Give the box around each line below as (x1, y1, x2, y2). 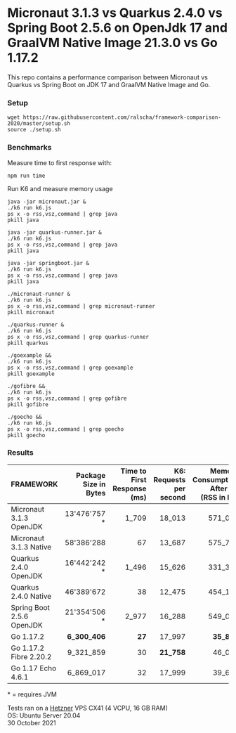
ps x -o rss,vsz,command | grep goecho (7, 425, 124, 433)
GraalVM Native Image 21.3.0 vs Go (7, 35, 218, 51)
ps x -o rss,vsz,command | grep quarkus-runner (7, 333, 150, 340)
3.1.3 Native (11, 542, 52, 552)
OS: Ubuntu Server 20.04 (7, 711, 81, 720)
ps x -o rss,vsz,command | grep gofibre (7, 395, 128, 402)
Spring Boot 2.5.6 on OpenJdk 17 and (7, 20, 228, 36)
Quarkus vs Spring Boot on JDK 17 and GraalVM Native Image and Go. (7, 80, 211, 89)
